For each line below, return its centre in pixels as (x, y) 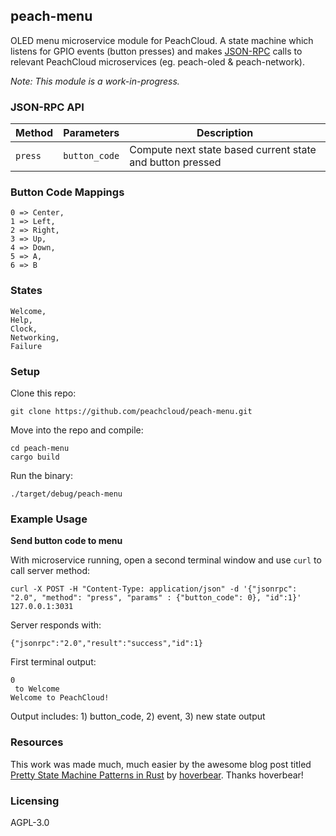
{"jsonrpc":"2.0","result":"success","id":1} (106, 644)
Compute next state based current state (223, 150)
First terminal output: (53, 662)
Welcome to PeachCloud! (60, 698)
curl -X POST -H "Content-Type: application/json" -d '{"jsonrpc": (154, 589)
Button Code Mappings (67, 192)
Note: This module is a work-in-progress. (95, 81)
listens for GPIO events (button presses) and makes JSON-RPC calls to (156, 51)
